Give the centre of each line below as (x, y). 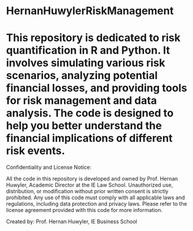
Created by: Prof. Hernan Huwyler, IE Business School (72, 222)
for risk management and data (82, 101)
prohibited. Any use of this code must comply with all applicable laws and (95, 198)
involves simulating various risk (86, 63)
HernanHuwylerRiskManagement (90, 11)
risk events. (36, 151)
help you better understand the (84, 126)
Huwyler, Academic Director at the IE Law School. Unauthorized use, (89, 185)
